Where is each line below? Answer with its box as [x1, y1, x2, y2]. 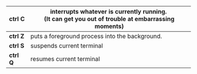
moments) [94, 22, 124, 30]
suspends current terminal [30, 42, 103, 49]
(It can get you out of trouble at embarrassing [43, 15, 175, 23]
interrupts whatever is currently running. [50, 8, 167, 15]
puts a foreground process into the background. [30, 32, 162, 40]
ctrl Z [9, 32, 25, 40]
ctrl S [9, 42, 25, 49]
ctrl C [9, 15, 25, 23]
